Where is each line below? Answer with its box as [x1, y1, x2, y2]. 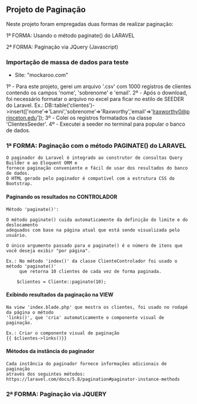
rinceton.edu [6, 115, 37, 122]
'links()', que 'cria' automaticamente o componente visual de [6, 314, 165, 321]
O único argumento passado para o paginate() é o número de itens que [6, 242, 183, 249]
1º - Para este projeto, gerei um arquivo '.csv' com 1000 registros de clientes [6, 83, 191, 90]
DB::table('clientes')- [44, 102, 95, 109]
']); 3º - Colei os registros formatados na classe [36, 115, 152, 122]
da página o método [6, 309, 54, 315]
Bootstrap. [6, 181, 33, 187]
